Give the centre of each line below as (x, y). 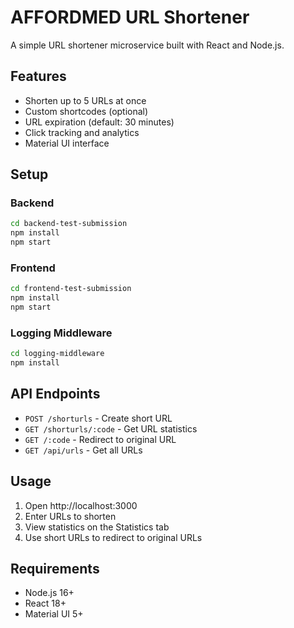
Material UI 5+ (54, 614)
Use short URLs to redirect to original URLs (113, 537)
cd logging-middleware (57, 354)
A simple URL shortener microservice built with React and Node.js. (147, 45)
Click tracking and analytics (82, 132)
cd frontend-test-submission (71, 289)
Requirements (55, 569)
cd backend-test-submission (69, 224)
